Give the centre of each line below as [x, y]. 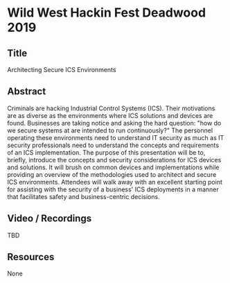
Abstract [27, 92]
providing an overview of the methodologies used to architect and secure [112, 174]
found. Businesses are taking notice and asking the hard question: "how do [114, 123]
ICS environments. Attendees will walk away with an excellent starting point [115, 182]
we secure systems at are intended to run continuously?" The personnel [110, 130]
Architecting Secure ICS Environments [62, 70]
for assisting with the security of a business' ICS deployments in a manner [113, 189]
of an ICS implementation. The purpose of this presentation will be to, [106, 152]
